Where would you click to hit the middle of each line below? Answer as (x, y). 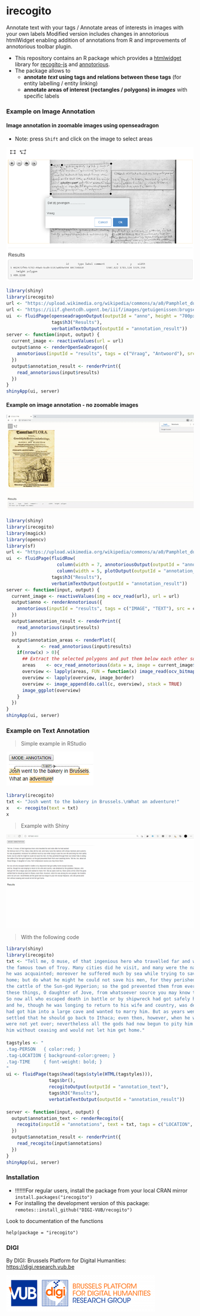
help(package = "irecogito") (42, 1233)
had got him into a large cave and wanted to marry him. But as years (96, 1011)
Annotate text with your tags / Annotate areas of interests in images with (95, 27)
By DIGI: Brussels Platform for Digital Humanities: (66, 1261)
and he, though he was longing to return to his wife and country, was (97, 1005)
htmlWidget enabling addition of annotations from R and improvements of (96, 40)
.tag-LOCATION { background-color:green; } (61, 1055)
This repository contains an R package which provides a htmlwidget (98, 58)
